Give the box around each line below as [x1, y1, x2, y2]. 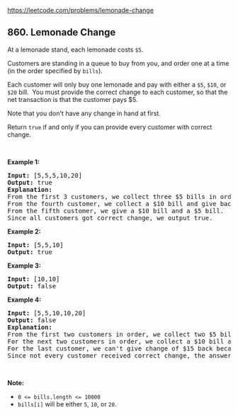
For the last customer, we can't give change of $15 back [7, 344, 213, 353]
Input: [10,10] [7, 275, 60, 283]
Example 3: [7, 261, 41, 270]
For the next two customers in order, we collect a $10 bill [7, 337, 225, 346]
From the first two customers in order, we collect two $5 [7, 330, 217, 339]
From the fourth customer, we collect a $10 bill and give [7, 200, 217, 207]
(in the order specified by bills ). [7, 67, 103, 75]
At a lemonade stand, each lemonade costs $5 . [7, 45, 144, 54]
